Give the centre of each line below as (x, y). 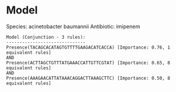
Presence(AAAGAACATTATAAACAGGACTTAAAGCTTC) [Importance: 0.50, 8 (88, 78)
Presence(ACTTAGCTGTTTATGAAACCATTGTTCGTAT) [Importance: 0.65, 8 (88, 63)
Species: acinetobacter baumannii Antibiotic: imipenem (73, 26)
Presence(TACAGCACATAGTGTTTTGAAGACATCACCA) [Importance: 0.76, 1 (88, 47)
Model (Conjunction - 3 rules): (46, 37)
